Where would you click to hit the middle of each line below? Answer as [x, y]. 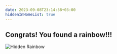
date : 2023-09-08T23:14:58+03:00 [41, 10]
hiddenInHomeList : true [30, 14]
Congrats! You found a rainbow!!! [59, 35]
